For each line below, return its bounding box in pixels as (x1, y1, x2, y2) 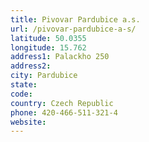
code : (10, 89, 33, 99)
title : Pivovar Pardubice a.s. (10, 14, 141, 25)
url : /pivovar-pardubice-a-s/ (10, 24, 137, 34)
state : (10, 80, 38, 90)
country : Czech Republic (10, 98, 114, 108)
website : (10, 117, 47, 127)
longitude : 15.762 (10, 42, 87, 53)
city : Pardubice (10, 71, 78, 81)
